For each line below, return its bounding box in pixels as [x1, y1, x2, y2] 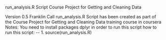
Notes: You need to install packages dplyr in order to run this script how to [5, 24, 157, 30]
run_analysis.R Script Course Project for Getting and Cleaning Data [5, 4, 142, 10]
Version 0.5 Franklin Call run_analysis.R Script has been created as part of [5, 14, 156, 19]
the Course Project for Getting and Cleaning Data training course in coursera [5, 19, 162, 25]
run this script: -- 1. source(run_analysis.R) [5, 30, 92, 35]
